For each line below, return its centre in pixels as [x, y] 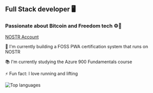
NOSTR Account [22, 37]
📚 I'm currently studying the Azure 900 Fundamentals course [69, 62]
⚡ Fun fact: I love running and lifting [42, 73]
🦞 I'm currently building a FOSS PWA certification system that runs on [77, 46]
